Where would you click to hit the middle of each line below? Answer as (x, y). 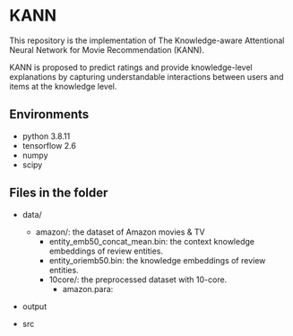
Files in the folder (59, 193)
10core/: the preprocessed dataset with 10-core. (138, 280)
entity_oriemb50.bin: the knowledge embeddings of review (157, 260)
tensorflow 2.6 (49, 145)
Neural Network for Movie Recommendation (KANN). (107, 49)
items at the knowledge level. (63, 86)
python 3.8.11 (46, 136)
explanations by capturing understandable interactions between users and (146, 76)
